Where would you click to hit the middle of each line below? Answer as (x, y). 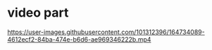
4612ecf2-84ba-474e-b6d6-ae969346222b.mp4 (79, 39)
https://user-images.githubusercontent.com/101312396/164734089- (106, 32)
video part (38, 13)
